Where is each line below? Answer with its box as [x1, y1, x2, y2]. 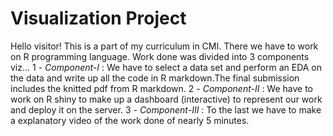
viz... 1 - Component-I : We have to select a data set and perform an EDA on [10, 61, 323, 73]
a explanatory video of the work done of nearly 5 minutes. [10, 114, 250, 126]
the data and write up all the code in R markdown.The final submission [10, 72, 300, 84]
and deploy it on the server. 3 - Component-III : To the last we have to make [10, 103, 322, 116]
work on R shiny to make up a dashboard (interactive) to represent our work [10, 93, 323, 105]
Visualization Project [10, 7, 187, 30]
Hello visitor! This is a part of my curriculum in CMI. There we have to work [10, 40, 319, 52]
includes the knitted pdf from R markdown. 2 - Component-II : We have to [10, 82, 314, 94]
